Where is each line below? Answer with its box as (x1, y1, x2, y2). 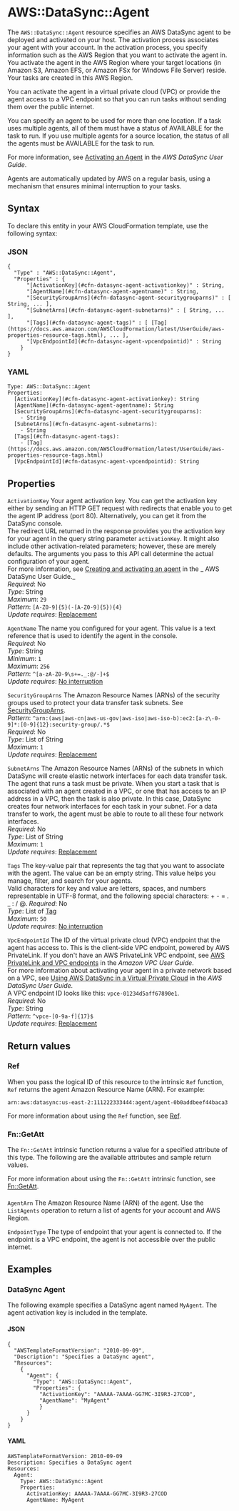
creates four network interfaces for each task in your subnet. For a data (7, 802, 218, 811)
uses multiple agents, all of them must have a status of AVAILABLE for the (7, 123, 224, 132)
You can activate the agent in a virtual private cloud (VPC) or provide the (7, 87, 221, 96)
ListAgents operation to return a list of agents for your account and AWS (7, 1206, 221, 1214)
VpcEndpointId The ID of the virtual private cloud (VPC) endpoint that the (7, 936, 221, 944)
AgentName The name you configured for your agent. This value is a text (7, 624, 216, 632)
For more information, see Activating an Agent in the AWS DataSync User (7, 153, 223, 161)
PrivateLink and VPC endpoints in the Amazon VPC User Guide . (7, 959, 194, 967)
